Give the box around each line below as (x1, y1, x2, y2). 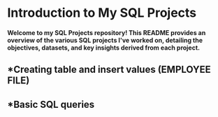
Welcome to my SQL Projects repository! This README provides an (7, 28, 206, 36)
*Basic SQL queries (7, 98, 95, 110)
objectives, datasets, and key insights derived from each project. (7, 43, 201, 52)
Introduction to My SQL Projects (7, 5, 197, 21)
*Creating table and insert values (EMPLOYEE (7, 64, 211, 76)
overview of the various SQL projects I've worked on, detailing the (7, 36, 203, 44)
